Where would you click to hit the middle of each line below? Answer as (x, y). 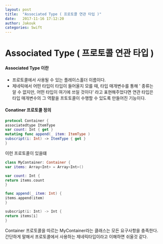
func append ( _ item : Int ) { (34, 194)
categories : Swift (24, 28)
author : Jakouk (20, 23)
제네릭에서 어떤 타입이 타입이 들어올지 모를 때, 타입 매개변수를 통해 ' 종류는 (83, 86)
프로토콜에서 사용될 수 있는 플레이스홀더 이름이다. (59, 80)
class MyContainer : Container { (38, 162)
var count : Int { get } (29, 130)
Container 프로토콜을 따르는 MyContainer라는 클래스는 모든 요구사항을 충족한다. (82, 230)
